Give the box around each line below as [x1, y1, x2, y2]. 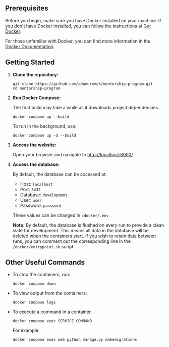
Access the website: [12, 142, 57, 148]
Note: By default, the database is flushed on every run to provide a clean [12, 222, 164, 228]
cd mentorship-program [12, 85, 61, 91]
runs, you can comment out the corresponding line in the [12, 238, 131, 244]
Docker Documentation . [5, 43, 54, 50]
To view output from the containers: [12, 290, 87, 296]
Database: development [20, 192, 68, 198]
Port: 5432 [20, 186, 41, 192]
